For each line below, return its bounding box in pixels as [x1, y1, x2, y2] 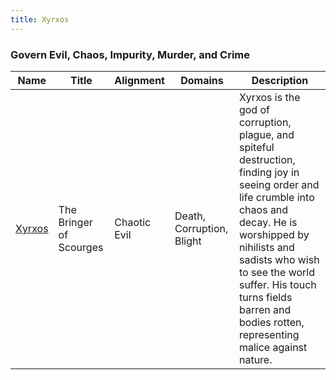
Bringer [58, 215, 93, 229]
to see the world [238, 265, 315, 279]
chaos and [238, 202, 289, 216]
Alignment [114, 73, 165, 87]
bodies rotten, [238, 315, 305, 329]
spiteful [238, 140, 275, 154]
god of [238, 102, 270, 116]
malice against [238, 340, 308, 354]
